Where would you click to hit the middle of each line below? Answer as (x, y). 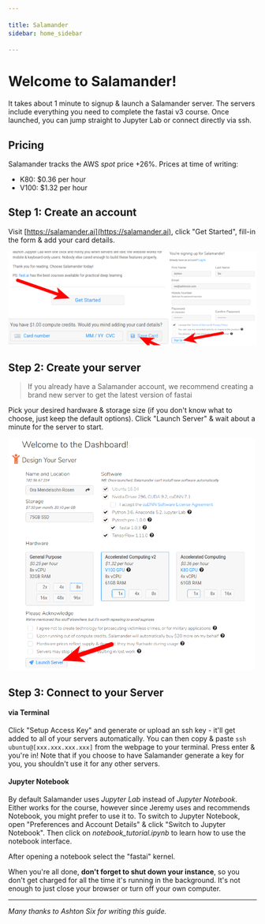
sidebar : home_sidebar (45, 33)
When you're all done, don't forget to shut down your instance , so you (124, 872)
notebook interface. (40, 841)
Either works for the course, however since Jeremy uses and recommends (129, 808)
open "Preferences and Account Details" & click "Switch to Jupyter (117, 825)
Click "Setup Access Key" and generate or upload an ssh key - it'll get (122, 730)
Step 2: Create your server (75, 367)
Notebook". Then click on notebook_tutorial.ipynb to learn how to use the (127, 833)
